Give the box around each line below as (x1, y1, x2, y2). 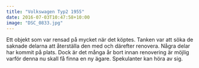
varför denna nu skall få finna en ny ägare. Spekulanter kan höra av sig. (6, 55, 183, 63)
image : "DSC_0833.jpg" (6, 20, 63, 26)
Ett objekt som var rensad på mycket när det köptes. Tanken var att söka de (6, 36, 194, 44)
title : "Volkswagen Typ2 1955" (6, 8, 85, 15)
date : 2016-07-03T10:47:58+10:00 (6, 14, 90, 20)
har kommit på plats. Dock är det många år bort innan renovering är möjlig (6, 49, 189, 56)
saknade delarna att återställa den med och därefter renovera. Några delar (6, 42, 191, 50)
